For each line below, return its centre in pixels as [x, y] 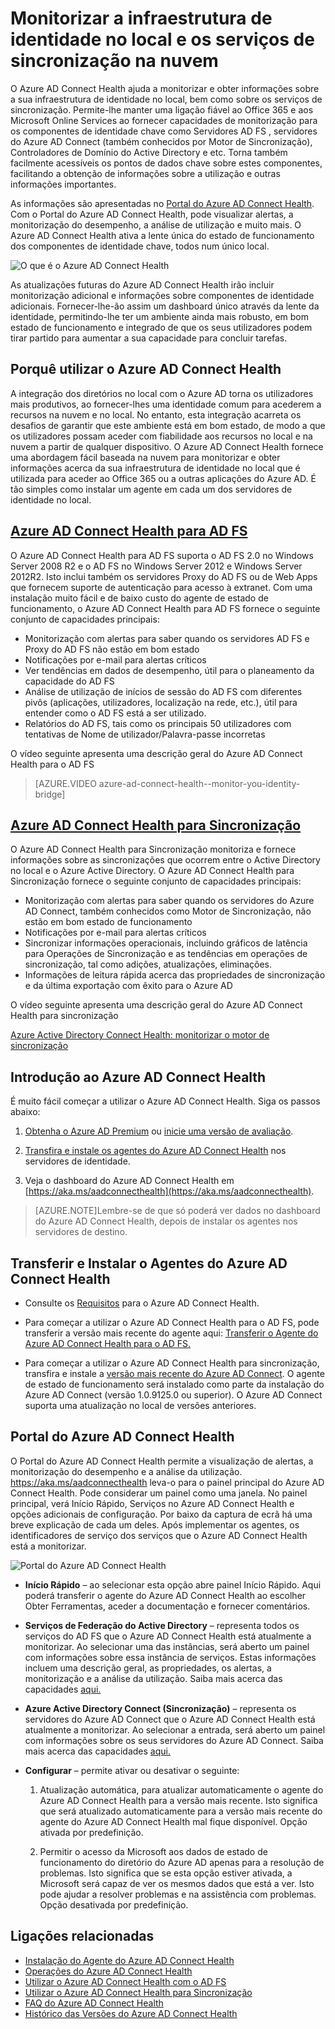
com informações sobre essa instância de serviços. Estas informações [170, 1657]
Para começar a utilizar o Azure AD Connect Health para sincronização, [172, 1363]
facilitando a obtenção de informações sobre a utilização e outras [145, 173]
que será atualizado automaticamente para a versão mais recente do [181, 1811]
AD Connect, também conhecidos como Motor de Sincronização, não [168, 911]
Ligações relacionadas [82, 1936]
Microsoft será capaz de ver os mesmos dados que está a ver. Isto [177, 1883]
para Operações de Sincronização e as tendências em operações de [166, 954]
